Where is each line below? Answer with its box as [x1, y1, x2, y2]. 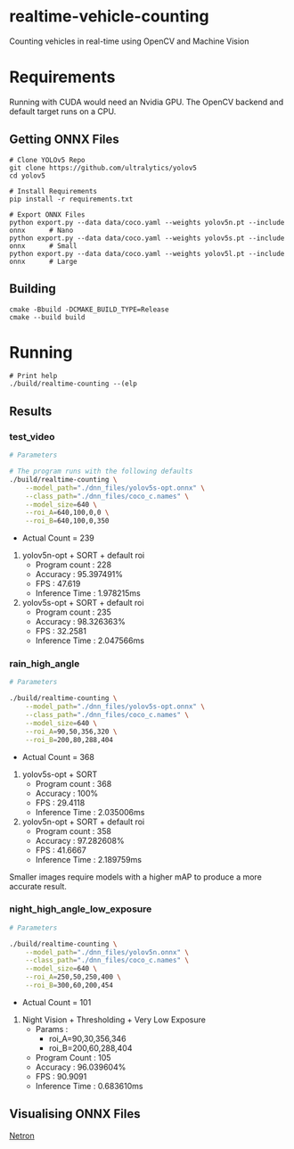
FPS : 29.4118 [35, 797, 86, 808]
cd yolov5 [9, 171, 46, 180]
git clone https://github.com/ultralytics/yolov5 [9, 163, 198, 172]
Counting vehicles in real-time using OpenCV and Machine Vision [9, 36, 249, 46]
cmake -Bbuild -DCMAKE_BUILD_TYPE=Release [9, 305, 169, 314]
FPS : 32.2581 [35, 626, 87, 637]
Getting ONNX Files [9, 132, 120, 147]
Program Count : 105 [35, 1052, 111, 1062]
